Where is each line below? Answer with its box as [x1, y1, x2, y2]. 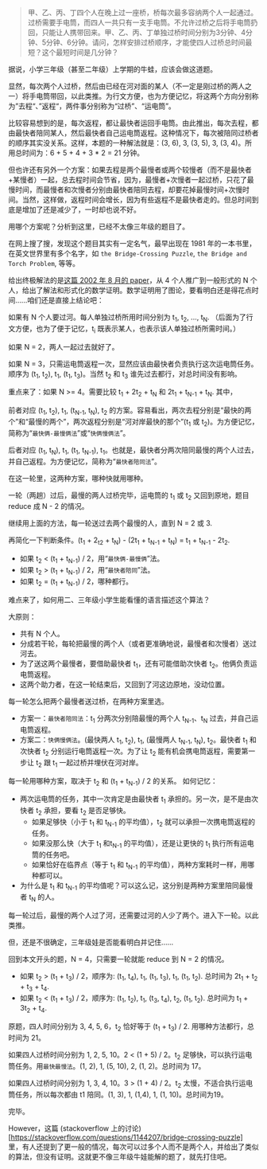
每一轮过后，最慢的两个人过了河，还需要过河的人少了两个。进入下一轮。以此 [8, 910, 259, 920]
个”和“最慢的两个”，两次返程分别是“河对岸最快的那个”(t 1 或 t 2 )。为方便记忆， [8, 416, 259, 428]
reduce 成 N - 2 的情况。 [8, 502, 89, 511]
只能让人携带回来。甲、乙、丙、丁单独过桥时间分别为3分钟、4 [41, 28, 246, 37]
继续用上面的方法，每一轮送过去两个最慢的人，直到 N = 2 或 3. [8, 518, 213, 528]
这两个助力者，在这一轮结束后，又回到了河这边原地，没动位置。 [19, 680, 229, 690]
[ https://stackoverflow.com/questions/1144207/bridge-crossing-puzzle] [8, 1132, 244, 1142]
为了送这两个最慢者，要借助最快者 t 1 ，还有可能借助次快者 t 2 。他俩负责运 [19, 659, 257, 670]
